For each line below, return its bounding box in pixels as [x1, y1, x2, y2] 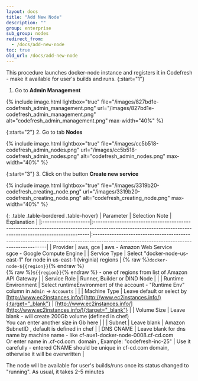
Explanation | [6, 218, 38, 225]
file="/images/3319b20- [100, 182, 160, 189]
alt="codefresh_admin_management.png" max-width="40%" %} [6, 117, 164, 124]
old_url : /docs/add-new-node [6, 53, 78, 59]
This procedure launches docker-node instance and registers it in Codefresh [6, 69, 193, 76]
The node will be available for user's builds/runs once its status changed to [6, 361, 189, 369]
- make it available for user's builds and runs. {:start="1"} [6, 75, 145, 82]
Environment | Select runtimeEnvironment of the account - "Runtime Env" [6, 281, 185, 288]
